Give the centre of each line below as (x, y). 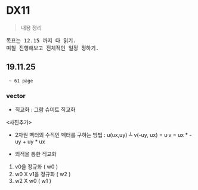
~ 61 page (21, 81)
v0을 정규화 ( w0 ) (36, 167)
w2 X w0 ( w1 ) (33, 181)
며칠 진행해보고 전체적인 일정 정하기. (53, 48)
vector (16, 96)
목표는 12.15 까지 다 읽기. (41, 40)
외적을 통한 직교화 (35, 154)
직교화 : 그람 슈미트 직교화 (45, 110)
